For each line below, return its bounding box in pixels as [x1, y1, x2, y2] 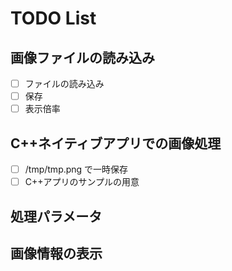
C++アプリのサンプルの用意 [24, 176, 140, 188]
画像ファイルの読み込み [10, 49, 155, 66]
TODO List [10, 7, 97, 30]
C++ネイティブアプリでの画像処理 [10, 135, 222, 152]
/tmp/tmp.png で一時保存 [24, 163, 129, 175]
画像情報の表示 [10, 245, 103, 262]
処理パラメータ [10, 208, 103, 225]
